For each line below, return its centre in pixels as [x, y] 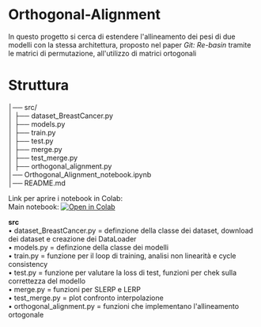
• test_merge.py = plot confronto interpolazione [86, 298]
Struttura [39, 86]
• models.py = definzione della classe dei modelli [88, 247]
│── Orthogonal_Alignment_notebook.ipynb [80, 174]
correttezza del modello [47, 281]
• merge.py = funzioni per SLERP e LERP [74, 289]
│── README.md [37, 183]
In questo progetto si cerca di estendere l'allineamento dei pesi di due [122, 36]
